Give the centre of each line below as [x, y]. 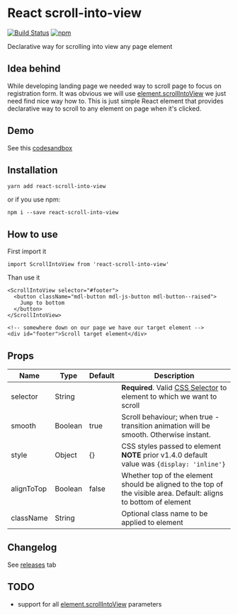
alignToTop [29, 489]
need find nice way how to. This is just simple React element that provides [115, 101]
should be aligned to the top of [172, 484]
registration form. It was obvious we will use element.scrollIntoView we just [117, 93]
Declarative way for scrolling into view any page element [90, 46]
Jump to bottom [42, 303]
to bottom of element [156, 502]
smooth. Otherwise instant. [166, 434]
